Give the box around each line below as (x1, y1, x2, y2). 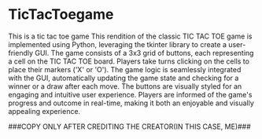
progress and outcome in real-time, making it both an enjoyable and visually (8, 98, 254, 108)
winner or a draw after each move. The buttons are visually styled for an (8, 81, 242, 91)
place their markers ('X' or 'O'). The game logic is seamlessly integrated (8, 64, 242, 74)
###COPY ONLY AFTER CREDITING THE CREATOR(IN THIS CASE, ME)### (8, 122, 252, 131)
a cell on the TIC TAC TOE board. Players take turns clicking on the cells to (8, 57, 250, 66)
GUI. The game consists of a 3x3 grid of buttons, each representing (35, 48, 254, 57)
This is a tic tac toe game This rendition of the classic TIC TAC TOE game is (8, 31, 253, 41)
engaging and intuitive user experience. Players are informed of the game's (8, 90, 253, 99)
